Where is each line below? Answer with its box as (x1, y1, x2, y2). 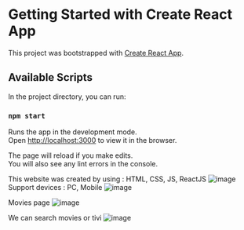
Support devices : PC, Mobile (8, 183, 103, 192)
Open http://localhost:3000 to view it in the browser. (8, 136, 177, 145)
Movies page (8, 198, 50, 207)
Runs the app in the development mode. (8, 127, 137, 137)
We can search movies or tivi (8, 214, 102, 223)
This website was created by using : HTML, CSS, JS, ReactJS (8, 174, 206, 184)
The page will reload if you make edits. (8, 151, 133, 160)
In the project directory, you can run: (8, 92, 126, 101)
